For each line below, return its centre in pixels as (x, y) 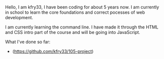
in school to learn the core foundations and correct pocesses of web (75, 12)
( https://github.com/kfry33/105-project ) (53, 51)
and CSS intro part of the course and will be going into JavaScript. (73, 32)
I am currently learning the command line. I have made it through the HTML (82, 27)
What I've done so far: (28, 42)
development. (19, 17)
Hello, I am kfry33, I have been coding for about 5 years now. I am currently (82, 7)
